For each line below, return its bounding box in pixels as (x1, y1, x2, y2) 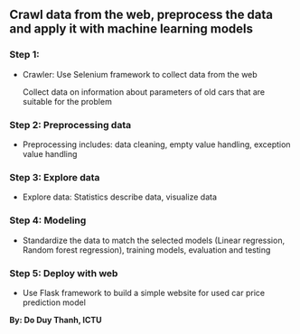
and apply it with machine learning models (9, 22, 254, 37)
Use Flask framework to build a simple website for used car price (22, 287, 265, 298)
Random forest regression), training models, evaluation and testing (22, 244, 271, 255)
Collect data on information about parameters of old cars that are (22, 86, 266, 97)
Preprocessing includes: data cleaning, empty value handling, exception (22, 139, 291, 150)
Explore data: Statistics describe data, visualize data (22, 191, 218, 202)
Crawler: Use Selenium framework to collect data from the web (22, 69, 258, 79)
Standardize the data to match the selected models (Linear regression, (22, 235, 286, 246)
